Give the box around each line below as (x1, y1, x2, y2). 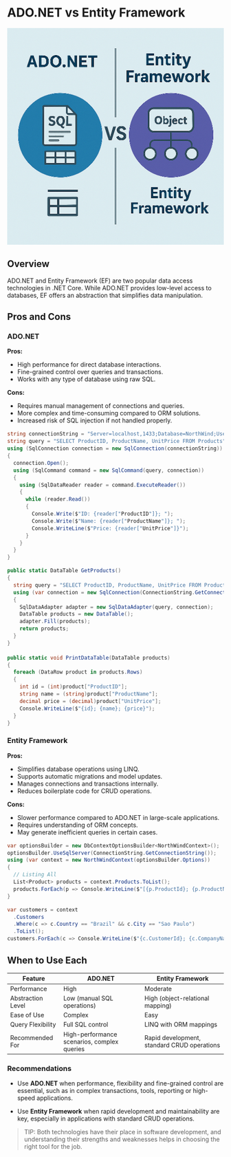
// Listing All (13, 872, 57, 878)
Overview (7, 258, 50, 270)
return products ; (19, 625, 69, 632)
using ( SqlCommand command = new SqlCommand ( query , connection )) (13, 466, 205, 474)
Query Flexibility (10, 1020, 56, 1029)
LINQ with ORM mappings (144, 1020, 218, 1029)
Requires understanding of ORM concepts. (16, 821, 139, 829)
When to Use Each (7, 954, 87, 966)
